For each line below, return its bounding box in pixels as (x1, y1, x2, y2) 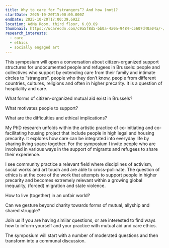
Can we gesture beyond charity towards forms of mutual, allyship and (5, 202, 150, 208)
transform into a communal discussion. (5, 237, 86, 243)
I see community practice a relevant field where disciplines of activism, (5, 161, 152, 167)
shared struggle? (5, 207, 40, 213)
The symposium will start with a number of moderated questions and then (5, 232, 158, 238)
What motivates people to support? (5, 105, 78, 111)
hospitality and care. (5, 85, 48, 91)
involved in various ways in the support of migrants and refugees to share (5, 146, 158, 152)
